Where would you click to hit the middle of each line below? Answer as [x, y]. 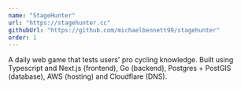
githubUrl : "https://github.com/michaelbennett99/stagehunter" [114, 30]
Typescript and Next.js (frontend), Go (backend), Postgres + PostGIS [120, 69]
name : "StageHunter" [42, 15]
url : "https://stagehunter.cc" [59, 23]
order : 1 [22, 37]
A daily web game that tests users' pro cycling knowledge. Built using [121, 60]
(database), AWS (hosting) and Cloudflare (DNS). [88, 76]
